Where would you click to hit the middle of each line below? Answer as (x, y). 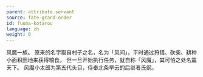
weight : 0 (19, 35)
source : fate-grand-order (39, 18)
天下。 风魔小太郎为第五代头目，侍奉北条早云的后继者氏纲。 (81, 68)
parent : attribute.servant (40, 12)
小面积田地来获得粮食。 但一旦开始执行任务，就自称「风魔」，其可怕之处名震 (101, 60)
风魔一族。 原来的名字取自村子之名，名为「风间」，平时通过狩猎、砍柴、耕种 (101, 53)
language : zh (23, 29)
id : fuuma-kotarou (29, 23)
